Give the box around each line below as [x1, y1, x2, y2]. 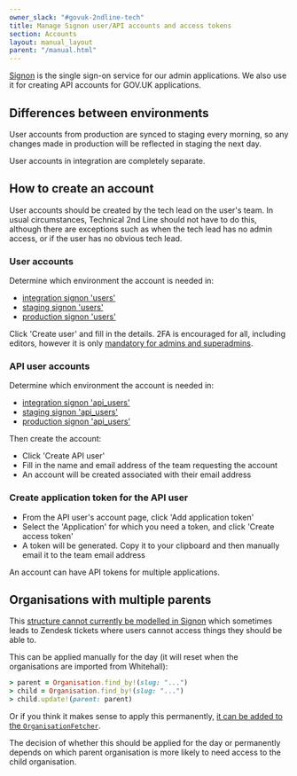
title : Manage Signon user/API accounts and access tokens [9, 21, 232, 30]
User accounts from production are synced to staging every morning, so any [9, 129, 289, 139]
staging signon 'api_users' [21, 407, 118, 418]
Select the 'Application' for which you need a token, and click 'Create [21, 521, 275, 532]
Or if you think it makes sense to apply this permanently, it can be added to [9, 711, 284, 722]
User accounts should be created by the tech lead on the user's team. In [9, 205, 273, 216]
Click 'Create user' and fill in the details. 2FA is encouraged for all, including [9, 329, 286, 340]
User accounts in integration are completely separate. [9, 155, 206, 166]
